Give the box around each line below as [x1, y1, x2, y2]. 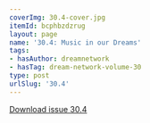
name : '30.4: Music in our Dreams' [9, 37, 142, 47]
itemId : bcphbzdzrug [9, 21, 87, 30]
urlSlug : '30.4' [9, 79, 70, 88]
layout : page [9, 29, 58, 38]
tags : [9, 46, 29, 55]
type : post [9, 71, 50, 80]
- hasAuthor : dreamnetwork [9, 54, 110, 63]
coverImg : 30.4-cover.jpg [9, 12, 105, 22]
